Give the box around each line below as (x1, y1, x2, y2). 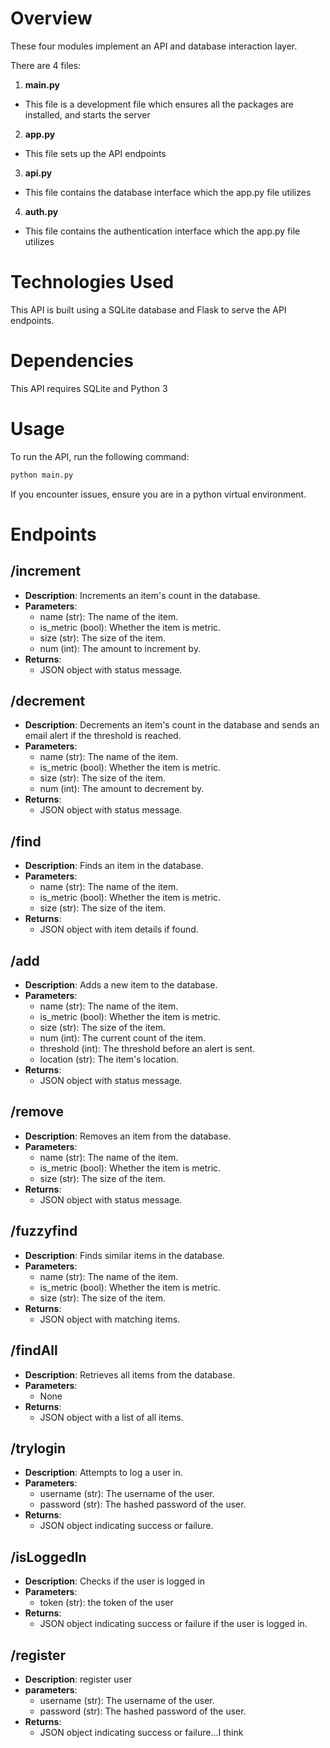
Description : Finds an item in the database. (24, 860, 204, 872)
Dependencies (10, 350, 134, 372)
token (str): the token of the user (39, 1597, 174, 1609)
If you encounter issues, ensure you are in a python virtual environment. (10, 488, 307, 500)
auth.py (24, 205, 59, 217)
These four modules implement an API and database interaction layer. (10, 40, 298, 52)
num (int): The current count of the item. (39, 1032, 207, 1044)
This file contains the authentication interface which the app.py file (24, 225, 301, 237)
